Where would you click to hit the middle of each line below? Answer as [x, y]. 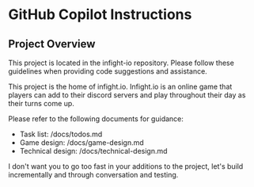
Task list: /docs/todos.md [61, 134]
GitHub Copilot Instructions [100, 15]
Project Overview [52, 44]
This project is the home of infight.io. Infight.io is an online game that [120, 86]
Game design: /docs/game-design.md [82, 143]
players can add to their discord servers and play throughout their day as [127, 95]
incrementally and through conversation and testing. [93, 175]
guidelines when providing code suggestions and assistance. [108, 71]
